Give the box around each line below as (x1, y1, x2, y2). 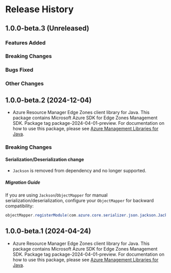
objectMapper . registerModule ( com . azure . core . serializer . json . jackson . (5, 213, 158, 218)
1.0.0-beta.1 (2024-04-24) (5, 227, 92, 235)
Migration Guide (5, 179, 41, 185)
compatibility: (5, 203, 34, 209)
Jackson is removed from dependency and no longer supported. (12, 168, 147, 174)
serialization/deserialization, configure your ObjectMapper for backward (5, 198, 154, 204)
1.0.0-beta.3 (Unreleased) (5, 24, 90, 33)
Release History (5, 4, 74, 15)
